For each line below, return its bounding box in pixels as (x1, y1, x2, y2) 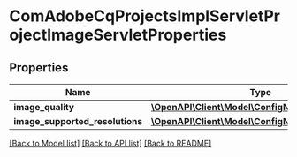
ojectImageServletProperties (9, 25, 227, 45)
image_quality (13, 101, 75, 113)
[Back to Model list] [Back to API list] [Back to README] (9, 138, 212, 148)
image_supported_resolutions (13, 116, 143, 127)
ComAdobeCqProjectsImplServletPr (9, 6, 281, 26)
